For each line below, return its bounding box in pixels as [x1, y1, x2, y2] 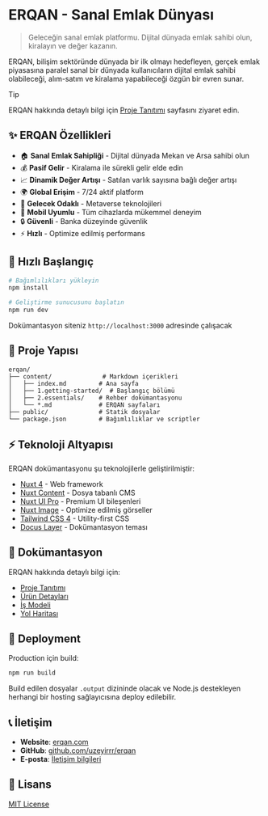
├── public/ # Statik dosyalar [8, 408, 161, 416]
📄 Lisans [8, 778, 52, 792]
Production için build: [8, 653, 79, 663]
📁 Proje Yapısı [8, 344, 79, 357]
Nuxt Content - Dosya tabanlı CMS [19, 488, 136, 497]
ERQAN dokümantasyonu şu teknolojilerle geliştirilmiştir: [8, 463, 195, 473]
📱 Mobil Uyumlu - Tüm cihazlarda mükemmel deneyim [19, 207, 202, 217]
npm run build [8, 669, 57, 677]
